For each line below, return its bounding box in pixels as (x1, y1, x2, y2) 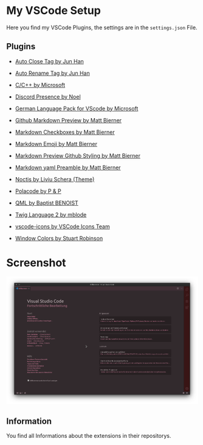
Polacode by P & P (15, 187, 62, 195)
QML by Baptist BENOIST (15, 199, 79, 206)
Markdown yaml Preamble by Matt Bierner (15, 164, 121, 171)
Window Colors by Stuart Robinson (15, 234, 103, 242)
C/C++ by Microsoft (15, 81, 66, 88)
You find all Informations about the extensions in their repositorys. (6, 432, 171, 439)
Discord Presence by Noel (15, 93, 81, 100)
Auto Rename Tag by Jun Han (15, 69, 90, 77)
